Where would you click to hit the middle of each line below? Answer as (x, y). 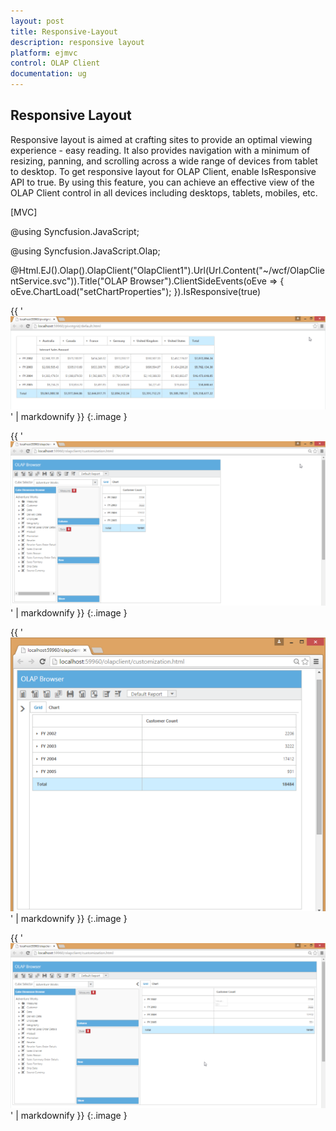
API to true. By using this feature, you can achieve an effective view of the (162, 182)
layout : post (37, 21)
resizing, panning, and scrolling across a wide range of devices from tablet (164, 161)
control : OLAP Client (55, 63)
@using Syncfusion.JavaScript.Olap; (85, 251)
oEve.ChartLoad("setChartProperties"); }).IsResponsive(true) (136, 291)
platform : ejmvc (44, 53)
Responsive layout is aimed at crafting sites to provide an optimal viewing (161, 139)
